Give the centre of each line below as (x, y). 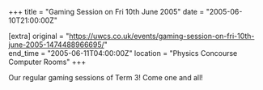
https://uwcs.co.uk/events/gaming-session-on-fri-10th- (161, 36)
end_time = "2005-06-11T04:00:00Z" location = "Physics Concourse (123, 53)
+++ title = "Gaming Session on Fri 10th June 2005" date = (106, 12)
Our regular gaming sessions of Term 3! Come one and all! (106, 77)
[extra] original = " (39, 36)
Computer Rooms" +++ (47, 62)
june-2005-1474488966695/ (57, 45)
